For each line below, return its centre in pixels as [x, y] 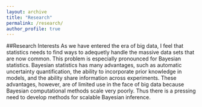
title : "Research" [29, 18]
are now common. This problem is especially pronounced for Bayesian [94, 59]
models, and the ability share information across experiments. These [91, 78]
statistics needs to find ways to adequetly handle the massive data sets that [100, 53]
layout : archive [27, 12]
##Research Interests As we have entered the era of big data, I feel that [95, 46]
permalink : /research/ [35, 23]
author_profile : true [33, 29]
